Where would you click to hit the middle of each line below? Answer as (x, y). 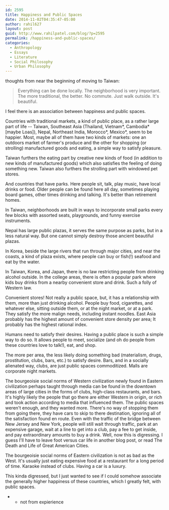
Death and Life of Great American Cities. (47, 446)
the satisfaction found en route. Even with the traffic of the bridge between (83, 419)
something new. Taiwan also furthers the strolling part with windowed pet (81, 169)
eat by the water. (23, 262)
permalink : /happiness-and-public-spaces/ (50, 39)
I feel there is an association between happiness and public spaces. (76, 112)
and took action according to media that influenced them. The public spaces (84, 403)
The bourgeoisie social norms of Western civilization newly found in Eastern (84, 381)
